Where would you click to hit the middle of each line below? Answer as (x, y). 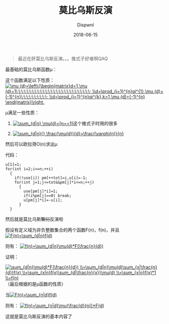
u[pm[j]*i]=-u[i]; (43, 200)
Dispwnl (86, 25)
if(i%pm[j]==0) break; (48, 196)
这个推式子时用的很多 (95, 123)
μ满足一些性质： (22, 112)
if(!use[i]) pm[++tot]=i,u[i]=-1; (51, 178)
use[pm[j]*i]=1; (41, 191)
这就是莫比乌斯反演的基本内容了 (39, 316)
